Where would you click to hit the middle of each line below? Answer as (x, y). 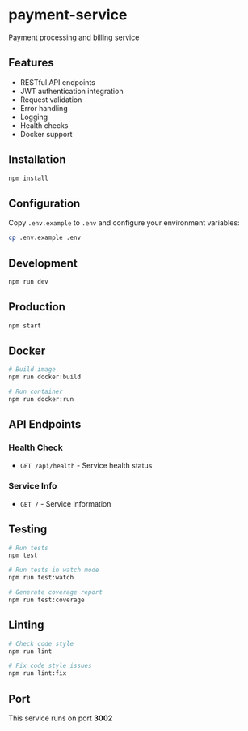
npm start (25, 326)
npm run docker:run (41, 399)
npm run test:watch (41, 578)
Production (37, 307)
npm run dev (28, 281)
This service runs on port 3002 (61, 718)
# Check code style (41, 643)
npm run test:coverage (46, 600)
